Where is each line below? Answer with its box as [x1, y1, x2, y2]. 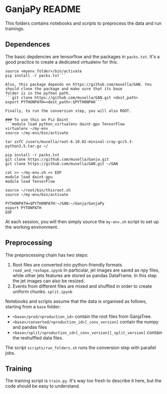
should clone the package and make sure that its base [5, 86, 123, 91]
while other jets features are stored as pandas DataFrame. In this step [12, 272, 157, 278]
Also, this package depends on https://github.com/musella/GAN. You [5, 82, 152, 87]
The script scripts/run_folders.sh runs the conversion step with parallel [5, 344, 156, 351]
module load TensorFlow [5, 179, 55, 184]
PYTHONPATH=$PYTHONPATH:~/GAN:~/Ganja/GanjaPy [5, 201, 105, 206]
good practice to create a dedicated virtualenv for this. [5, 59, 118, 65]
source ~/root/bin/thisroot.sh [5, 187, 71, 192]
